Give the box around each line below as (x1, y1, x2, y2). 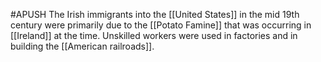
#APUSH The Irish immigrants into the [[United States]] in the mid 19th (10, 9, 300, 20)
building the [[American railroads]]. (10, 40, 155, 52)
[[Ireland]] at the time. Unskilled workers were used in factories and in (10, 30, 298, 41)
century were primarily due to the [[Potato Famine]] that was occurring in (10, 19, 312, 31)
